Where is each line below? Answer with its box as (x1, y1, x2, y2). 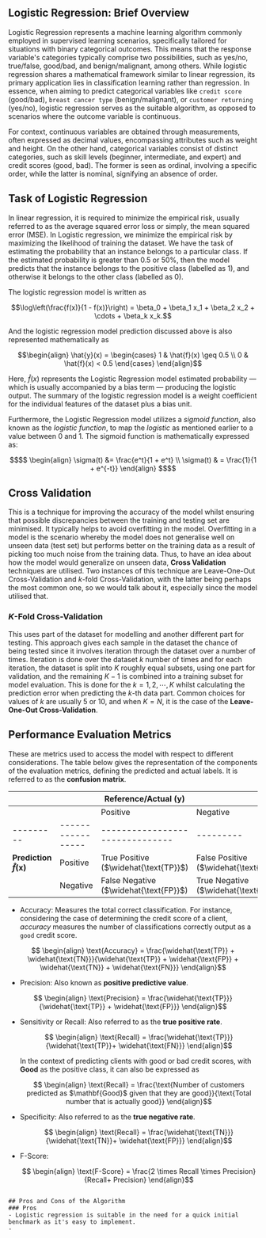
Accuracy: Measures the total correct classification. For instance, (19, 905, 233, 914)
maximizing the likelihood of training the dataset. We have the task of (8, 238, 234, 248)
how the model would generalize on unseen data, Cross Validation (8, 558, 226, 567)
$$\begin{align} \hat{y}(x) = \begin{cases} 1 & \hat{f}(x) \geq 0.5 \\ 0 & (17, 350, 249, 360)
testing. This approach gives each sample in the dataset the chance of (8, 638, 238, 647)
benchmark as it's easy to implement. (8, 1217, 136, 1226)
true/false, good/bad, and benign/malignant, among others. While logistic (8, 61, 248, 70)
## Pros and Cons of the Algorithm (8, 1197, 126, 1205)
